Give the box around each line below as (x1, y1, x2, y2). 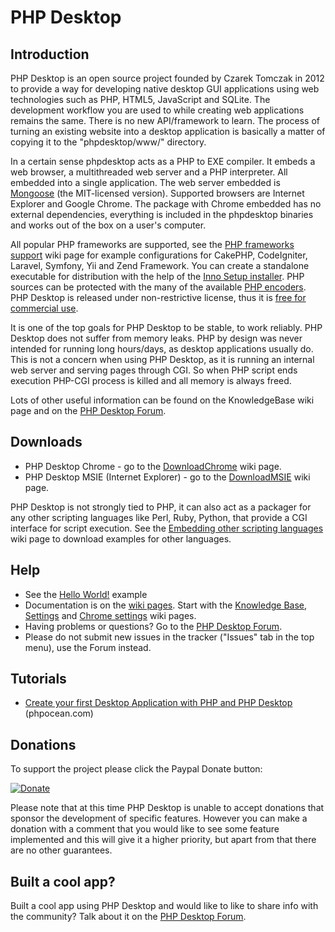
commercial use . (10, 302, 79, 314)
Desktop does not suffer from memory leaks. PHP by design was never (10, 332, 303, 344)
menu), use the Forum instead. (24, 641, 152, 653)
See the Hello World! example (24, 588, 148, 600)
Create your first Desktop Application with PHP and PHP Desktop (24, 697, 293, 709)
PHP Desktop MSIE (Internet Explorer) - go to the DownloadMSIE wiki (24, 471, 311, 483)
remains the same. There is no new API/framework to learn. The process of (10, 115, 320, 126)
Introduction (10, 46, 90, 63)
